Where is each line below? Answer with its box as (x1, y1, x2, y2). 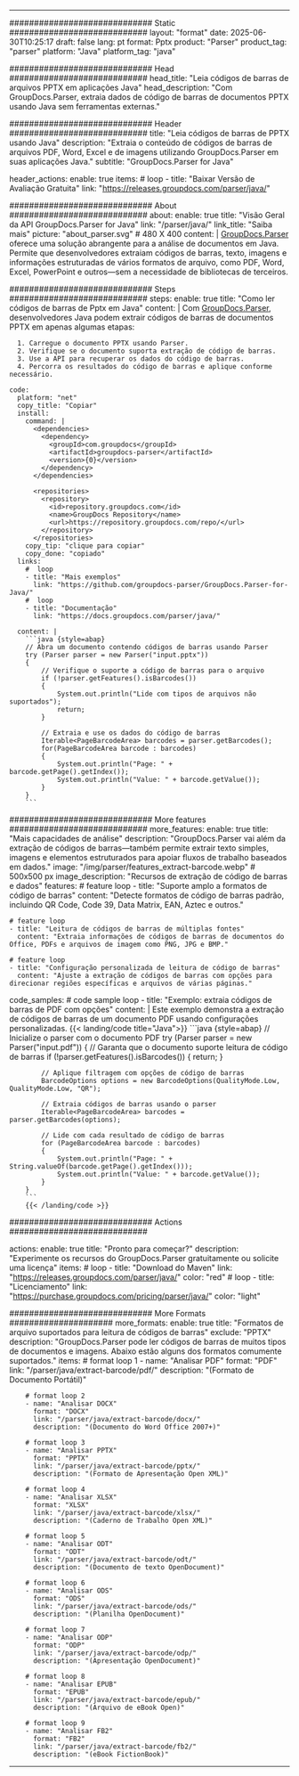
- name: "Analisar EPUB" (25, 1680, 117, 1689)
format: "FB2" (32, 1734, 86, 1743)
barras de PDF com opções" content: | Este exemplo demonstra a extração (9, 1004, 285, 1014)
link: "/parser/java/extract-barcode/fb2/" (32, 1742, 198, 1751)
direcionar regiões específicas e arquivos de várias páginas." (9, 979, 253, 988)
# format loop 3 (25, 1438, 86, 1447)
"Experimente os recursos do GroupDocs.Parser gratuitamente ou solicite (9, 1253, 279, 1263)
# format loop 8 (25, 1672, 86, 1681)
